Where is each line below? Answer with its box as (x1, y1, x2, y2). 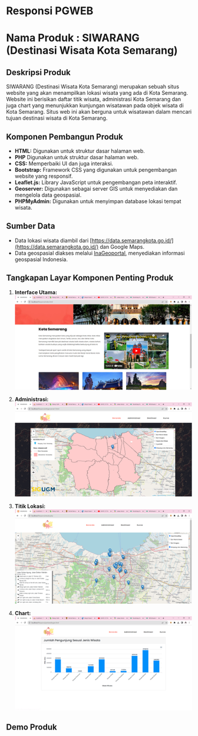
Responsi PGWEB (6, 4, 94, 18)
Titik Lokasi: (14, 502, 46, 510)
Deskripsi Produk (6, 67, 71, 78)
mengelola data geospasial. (14, 191, 82, 198)
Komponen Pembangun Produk (6, 131, 124, 142)
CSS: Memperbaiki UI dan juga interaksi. (14, 160, 114, 167)
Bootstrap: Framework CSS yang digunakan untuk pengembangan (14, 166, 177, 173)
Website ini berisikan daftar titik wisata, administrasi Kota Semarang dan (6, 96, 181, 103)
